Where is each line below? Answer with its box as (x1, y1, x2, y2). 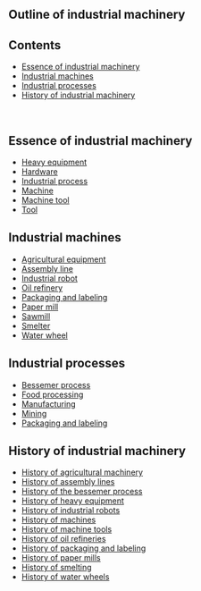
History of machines (21, 514, 96, 526)
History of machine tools (21, 524, 113, 535)
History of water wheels (21, 571, 110, 582)
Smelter (21, 320, 51, 331)
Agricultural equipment (21, 254, 106, 265)
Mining (21, 408, 47, 418)
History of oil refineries (21, 534, 106, 545)
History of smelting (21, 562, 92, 573)
